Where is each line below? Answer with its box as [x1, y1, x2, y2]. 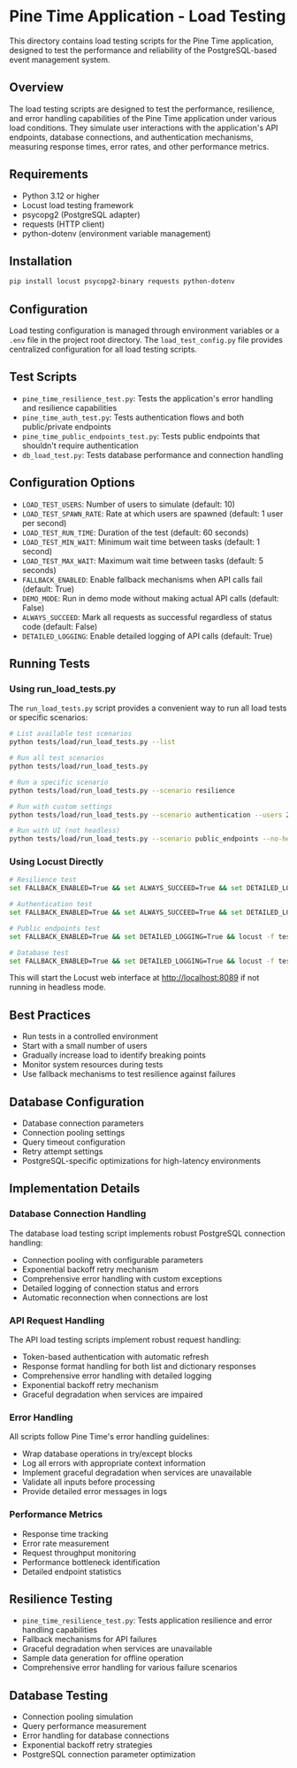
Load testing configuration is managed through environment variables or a [9, 325, 280, 336]
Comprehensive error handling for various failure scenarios [21, 1663, 238, 1673]
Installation [9, 253, 72, 268]
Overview [9, 80, 65, 95]
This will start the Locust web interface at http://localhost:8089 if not [9, 973, 260, 983]
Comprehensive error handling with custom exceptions [21, 1273, 223, 1283]
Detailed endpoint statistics [21, 1566, 122, 1577]
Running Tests [9, 656, 90, 671]
